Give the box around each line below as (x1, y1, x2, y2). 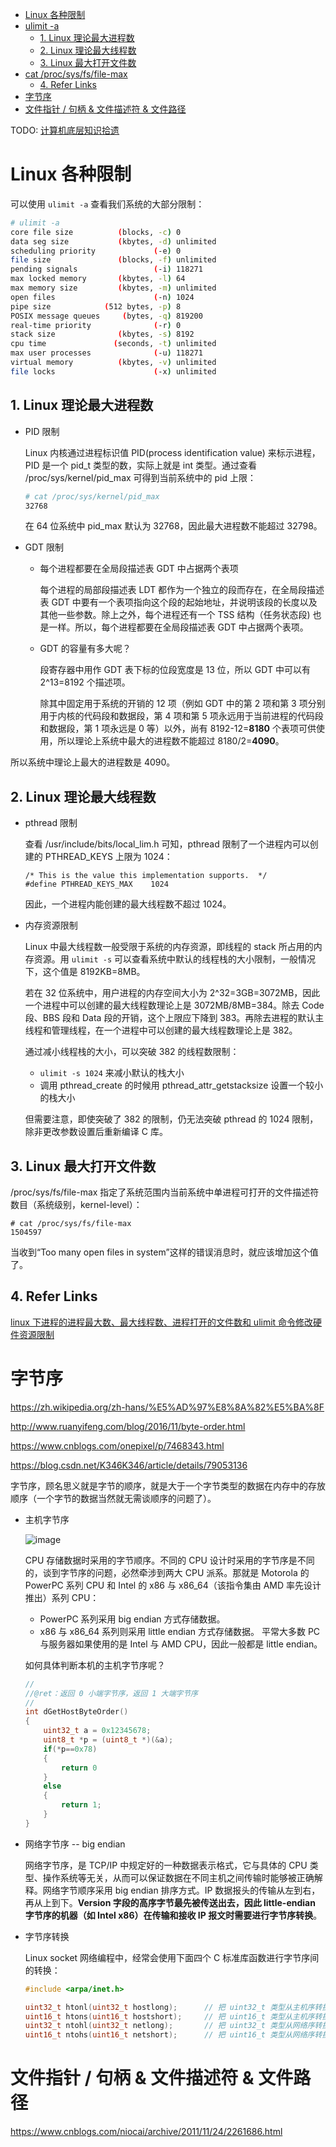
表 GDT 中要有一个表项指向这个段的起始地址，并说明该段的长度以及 (39, 596, 318, 608)
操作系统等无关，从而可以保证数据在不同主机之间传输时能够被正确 (42, 1871, 315, 1883)
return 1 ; (61, 1800, 102, 1810)
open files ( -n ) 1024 (10, 292, 195, 302)
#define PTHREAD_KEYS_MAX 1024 (24, 879, 169, 890)
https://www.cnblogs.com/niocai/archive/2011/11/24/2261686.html (10, 2126, 283, 2138)
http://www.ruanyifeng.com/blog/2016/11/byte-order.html (10, 1420, 246, 1432)
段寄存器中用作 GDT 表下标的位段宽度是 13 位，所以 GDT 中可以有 (39, 664, 311, 676)
